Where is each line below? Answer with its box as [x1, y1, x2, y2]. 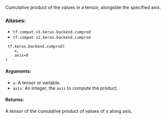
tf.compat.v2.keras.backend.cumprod [12, 35, 91, 40]
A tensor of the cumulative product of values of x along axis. [5, 108, 133, 114]
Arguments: [5, 68, 32, 74]
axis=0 [14, 53, 29, 58]
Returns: [5, 97, 25, 103]
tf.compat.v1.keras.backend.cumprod [12, 30, 91, 35]
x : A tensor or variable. [12, 79, 61, 86]
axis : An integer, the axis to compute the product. [12, 85, 118, 91]
